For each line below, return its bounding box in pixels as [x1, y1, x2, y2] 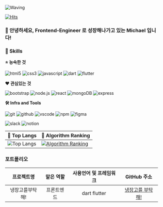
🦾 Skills [5, 48, 23, 54]
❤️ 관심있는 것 [5, 81, 32, 86]
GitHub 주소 [125, 173, 152, 180]
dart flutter [81, 190, 107, 196]
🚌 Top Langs [7, 132, 37, 139]
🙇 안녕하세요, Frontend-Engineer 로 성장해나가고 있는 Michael [5, 27, 146, 34]
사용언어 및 [72, 170, 97, 176]
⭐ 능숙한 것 [5, 59, 26, 65]
